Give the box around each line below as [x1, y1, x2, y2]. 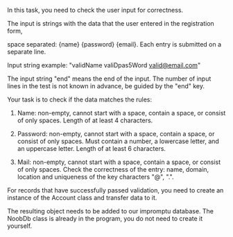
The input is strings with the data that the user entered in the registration [7, 19, 215, 27]
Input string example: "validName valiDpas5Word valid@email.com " [7, 61, 201, 69]
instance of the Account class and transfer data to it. [7, 194, 157, 202]
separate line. [7, 48, 46, 56]
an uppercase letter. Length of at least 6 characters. [17, 145, 166, 152]
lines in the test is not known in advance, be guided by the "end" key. [7, 82, 205, 90]
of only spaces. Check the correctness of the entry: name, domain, [17, 165, 209, 173]
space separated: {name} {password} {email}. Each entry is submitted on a [7, 40, 222, 48]
